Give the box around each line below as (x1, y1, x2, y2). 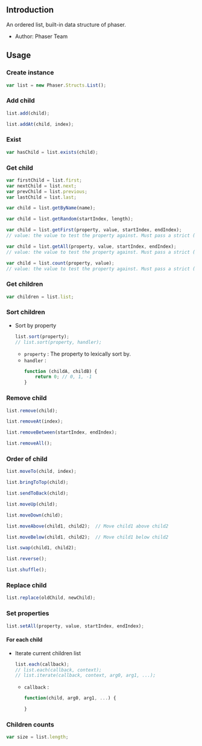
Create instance (6, 68, 54, 77)
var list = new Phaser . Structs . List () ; (6, 82, 107, 88)
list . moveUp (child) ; (6, 501, 58, 507)
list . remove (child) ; (6, 408, 58, 414)
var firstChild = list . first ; (6, 177, 83, 183)
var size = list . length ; (6, 734, 69, 741)
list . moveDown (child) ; (6, 512, 63, 518)
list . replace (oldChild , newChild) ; (6, 595, 96, 601)
